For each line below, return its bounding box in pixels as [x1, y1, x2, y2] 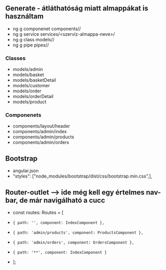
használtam [5, 12, 44, 21]
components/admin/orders [12, 139, 69, 145]
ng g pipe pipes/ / [12, 42, 49, 48]
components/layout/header [12, 123, 70, 129]
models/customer [12, 83, 50, 89]
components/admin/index [12, 129, 67, 135]
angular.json [12, 168, 39, 174]
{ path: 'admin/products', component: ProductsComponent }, [12, 230, 144, 235]
